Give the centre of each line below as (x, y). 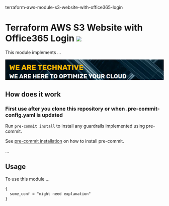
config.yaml (20, 115)
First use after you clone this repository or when (65, 109)
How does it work (33, 94)
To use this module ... (27, 179)
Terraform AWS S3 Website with (74, 28)
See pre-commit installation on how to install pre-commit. (65, 141)
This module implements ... (33, 52)
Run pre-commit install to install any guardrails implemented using (75, 126)
